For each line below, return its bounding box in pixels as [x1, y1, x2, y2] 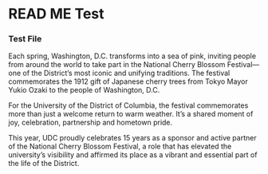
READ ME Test [8, 5, 104, 23]
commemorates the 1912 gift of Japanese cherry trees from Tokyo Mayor [8, 77, 249, 86]
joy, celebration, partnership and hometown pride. [8, 117, 173, 128]
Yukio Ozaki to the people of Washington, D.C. [8, 85, 160, 95]
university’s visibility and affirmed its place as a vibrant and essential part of [8, 150, 258, 160]
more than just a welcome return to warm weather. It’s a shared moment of [8, 109, 254, 119]
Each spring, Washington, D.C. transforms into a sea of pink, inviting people [8, 51, 257, 61]
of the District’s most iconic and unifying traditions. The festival [22, 69, 231, 78]
